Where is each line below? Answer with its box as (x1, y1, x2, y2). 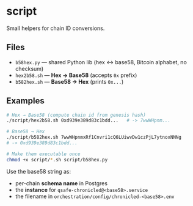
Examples (6, 96, 45, 106)
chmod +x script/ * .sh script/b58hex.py (6, 156, 108, 163)
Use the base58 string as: (6, 167, 71, 175)
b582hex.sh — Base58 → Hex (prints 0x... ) (15, 78, 124, 85)
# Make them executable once (6, 151, 81, 157)
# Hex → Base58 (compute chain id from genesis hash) (6, 112, 147, 118)
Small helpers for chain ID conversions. (6, 24, 105, 32)
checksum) (15, 65, 44, 72)
